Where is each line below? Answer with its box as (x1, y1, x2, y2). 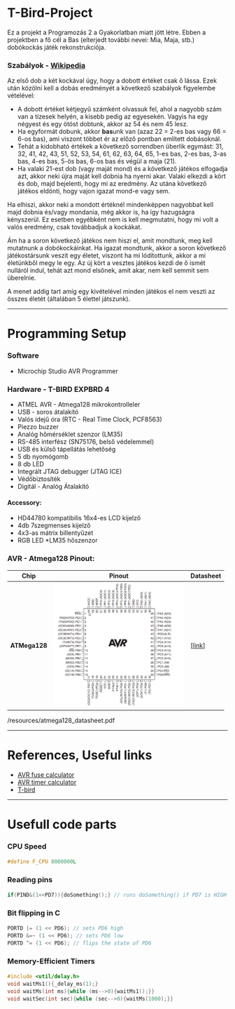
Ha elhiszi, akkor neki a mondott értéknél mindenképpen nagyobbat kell (7, 201, 214, 209)
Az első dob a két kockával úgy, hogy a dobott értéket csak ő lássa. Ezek (7, 76, 218, 85)
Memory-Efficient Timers (7, 956, 96, 966)
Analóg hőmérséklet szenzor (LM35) (17, 430, 123, 439)
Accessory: (7, 498, 42, 506)
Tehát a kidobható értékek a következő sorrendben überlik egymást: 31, (17, 142, 224, 151)
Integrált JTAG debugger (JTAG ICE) (17, 468, 122, 476)
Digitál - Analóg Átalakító (17, 482, 90, 491)
